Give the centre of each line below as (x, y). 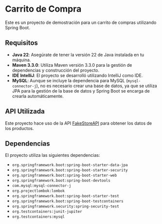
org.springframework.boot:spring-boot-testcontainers (68, 201)
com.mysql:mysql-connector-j (42, 186)
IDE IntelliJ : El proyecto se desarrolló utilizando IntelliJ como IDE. (77, 75)
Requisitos (21, 43)
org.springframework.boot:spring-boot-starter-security (70, 170)
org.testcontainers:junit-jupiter (47, 212)
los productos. (19, 128)
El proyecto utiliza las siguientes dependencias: (53, 155)
